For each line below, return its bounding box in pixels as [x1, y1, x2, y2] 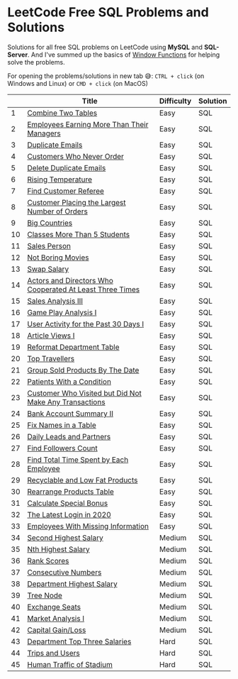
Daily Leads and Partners [27, 431, 111, 441]
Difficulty [159, 96, 192, 106]
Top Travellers [27, 353, 75, 363]
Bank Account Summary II [27, 409, 113, 419]
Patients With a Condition [27, 377, 112, 387]
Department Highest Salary [27, 579, 118, 589]
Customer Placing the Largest [27, 197, 126, 207]
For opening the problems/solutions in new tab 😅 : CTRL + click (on [7, 72, 205, 80]
